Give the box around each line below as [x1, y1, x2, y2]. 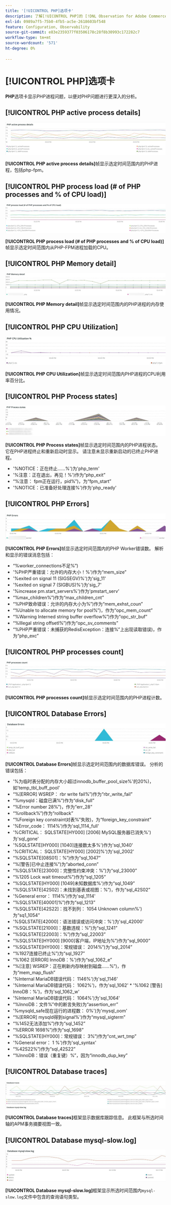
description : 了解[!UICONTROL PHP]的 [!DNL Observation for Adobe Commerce [5, 13, 167, 19]
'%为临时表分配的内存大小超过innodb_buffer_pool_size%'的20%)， [12, 778, 154, 784]
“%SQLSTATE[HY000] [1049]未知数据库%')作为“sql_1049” [12, 880, 135, 886]
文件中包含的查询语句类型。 [23, 1193, 82, 1200]
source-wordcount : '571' [5, 41, 58, 46]
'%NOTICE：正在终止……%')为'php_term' [12, 465, 100, 471]
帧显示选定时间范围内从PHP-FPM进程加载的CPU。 [5, 245, 111, 251]
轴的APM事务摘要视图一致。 [5, 1121, 65, 1127]
